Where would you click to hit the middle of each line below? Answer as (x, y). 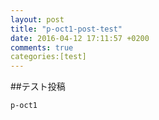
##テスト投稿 (38, 87)
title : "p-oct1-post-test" (66, 29)
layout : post (37, 19)
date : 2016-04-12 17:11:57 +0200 (80, 38)
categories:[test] (48, 57)
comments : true (42, 47)
